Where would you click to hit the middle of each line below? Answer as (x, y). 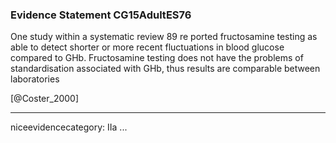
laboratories (35, 79)
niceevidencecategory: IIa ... (69, 127)
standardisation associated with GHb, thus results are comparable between (165, 69)
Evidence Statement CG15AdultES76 (101, 15)
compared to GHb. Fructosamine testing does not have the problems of (157, 58)
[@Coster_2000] (45, 99)
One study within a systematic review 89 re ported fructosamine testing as (164, 37)
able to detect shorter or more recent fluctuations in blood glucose (147, 47)
